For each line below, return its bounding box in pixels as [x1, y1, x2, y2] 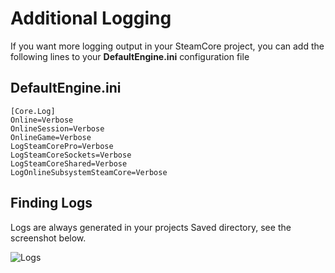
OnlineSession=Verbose [10, 123, 105, 134]
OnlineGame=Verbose [10, 132, 92, 142]
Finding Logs [10, 195, 93, 212]
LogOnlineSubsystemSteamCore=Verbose [10, 167, 168, 177]
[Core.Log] [10, 106, 56, 116]
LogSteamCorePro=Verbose [10, 141, 114, 151]
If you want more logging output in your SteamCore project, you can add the [10, 40, 325, 52]
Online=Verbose [10, 115, 74, 125]
